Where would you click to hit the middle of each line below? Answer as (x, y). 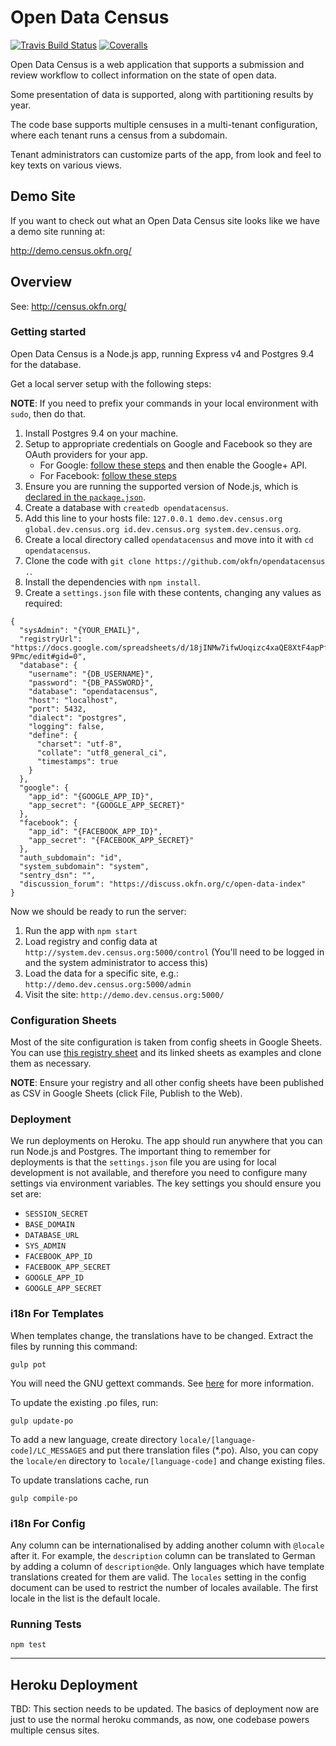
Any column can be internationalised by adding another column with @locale (167, 1545)
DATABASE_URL (52, 1236)
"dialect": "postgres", (78, 717)
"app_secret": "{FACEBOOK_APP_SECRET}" (111, 840)
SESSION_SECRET (56, 1214)
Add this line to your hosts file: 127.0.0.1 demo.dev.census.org (153, 518)
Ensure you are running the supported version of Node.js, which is (161, 486)
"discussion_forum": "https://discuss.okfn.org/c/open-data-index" (163, 884)
